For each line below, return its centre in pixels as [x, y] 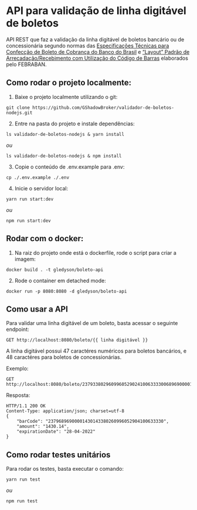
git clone [18, 107]
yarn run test [23, 480]
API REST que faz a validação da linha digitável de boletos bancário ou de [95, 39]
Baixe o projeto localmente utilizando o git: [66, 97]
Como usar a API [37, 309]
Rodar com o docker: [45, 239]
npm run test [22, 501]
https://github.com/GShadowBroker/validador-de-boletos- [103, 107]
